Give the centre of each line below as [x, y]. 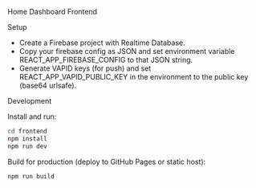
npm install [27, 139]
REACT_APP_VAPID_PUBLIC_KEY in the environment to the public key [134, 77]
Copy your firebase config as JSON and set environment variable [127, 51]
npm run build [31, 176]
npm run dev [27, 146]
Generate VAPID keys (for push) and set [85, 68]
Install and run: [32, 116]
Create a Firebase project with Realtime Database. [102, 43]
